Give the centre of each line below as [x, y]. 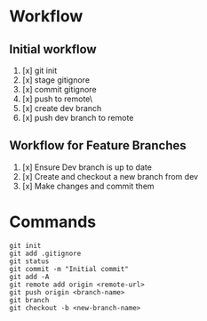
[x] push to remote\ [57, 99]
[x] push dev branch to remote [78, 118]
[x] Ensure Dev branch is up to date [87, 167]
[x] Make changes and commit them [88, 186]
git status [29, 261]
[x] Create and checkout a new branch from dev [110, 176]
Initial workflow [53, 49]
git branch [29, 300]
